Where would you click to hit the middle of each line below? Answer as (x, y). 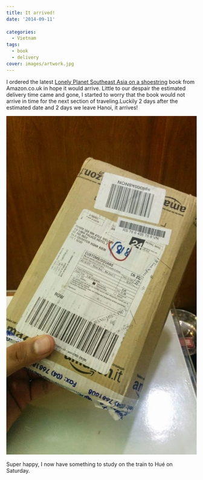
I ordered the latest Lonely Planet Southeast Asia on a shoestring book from (101, 82)
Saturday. (18, 470)
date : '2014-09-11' (31, 19)
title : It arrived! (31, 13)
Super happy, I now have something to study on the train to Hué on (90, 464)
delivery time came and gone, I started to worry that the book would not (96, 94)
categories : (21, 32)
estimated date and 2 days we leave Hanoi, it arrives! (72, 107)
